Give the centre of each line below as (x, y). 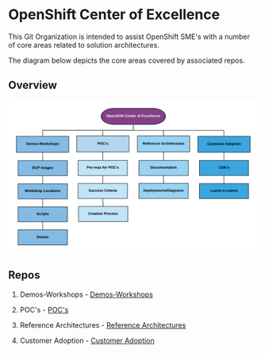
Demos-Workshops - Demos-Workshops (86, 294)
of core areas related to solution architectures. (84, 44)
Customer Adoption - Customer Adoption (87, 340)
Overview (33, 85)
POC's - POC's (44, 309)
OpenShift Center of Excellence (114, 15)
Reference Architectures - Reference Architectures (103, 325)
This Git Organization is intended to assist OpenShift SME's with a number (129, 36)
